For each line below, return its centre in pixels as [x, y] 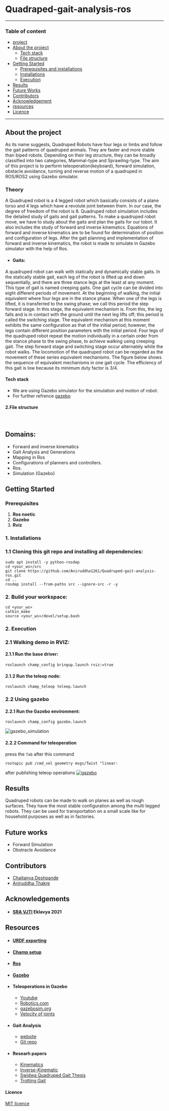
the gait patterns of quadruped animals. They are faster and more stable [80, 150]
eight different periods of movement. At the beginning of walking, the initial [83, 293]
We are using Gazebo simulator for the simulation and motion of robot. [85, 390]
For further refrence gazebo [41, 396]
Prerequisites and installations [51, 69]
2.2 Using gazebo [27, 700]
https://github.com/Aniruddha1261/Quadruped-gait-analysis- [92, 571]
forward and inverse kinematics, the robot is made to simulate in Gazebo [80, 243]
